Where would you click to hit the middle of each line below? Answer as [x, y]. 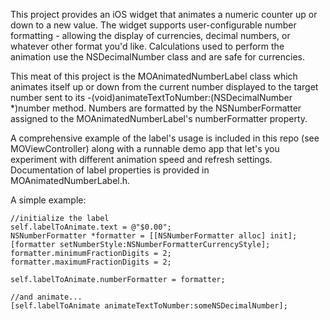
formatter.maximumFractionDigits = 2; [91, 262]
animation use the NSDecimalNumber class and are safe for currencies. [157, 57]
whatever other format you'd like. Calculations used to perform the [147, 46]
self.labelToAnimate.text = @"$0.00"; [91, 227]
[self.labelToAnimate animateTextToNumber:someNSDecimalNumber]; [149, 306]
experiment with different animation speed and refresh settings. [141, 159]
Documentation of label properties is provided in [110, 170]
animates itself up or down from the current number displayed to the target [164, 87]
